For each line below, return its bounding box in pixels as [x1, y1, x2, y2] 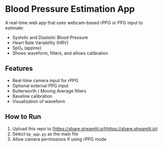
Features [5, 64, 33, 73]
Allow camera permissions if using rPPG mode [12, 136, 107, 142]
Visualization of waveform [12, 98, 65, 104]
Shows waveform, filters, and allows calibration [12, 50, 108, 56]
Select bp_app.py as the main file [12, 131, 79, 137]
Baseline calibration [12, 93, 53, 99]
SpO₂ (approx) [12, 45, 42, 51]
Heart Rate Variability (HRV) [12, 39, 69, 45]
